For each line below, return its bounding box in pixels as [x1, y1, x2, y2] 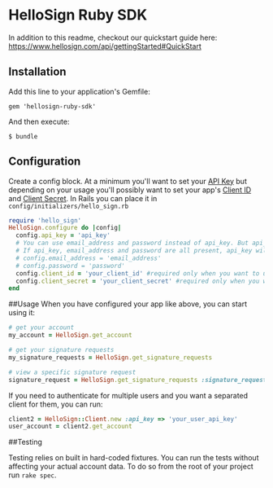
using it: [8, 308, 35, 318]
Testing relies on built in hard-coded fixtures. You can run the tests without [8, 453, 259, 463]
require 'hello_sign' [8, 216, 82, 225]
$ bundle [8, 132, 38, 140]
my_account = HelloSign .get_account [8, 332, 132, 340]
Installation [8, 65, 67, 79]
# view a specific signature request [8, 368, 136, 376]
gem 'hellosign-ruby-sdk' [8, 102, 96, 111]
